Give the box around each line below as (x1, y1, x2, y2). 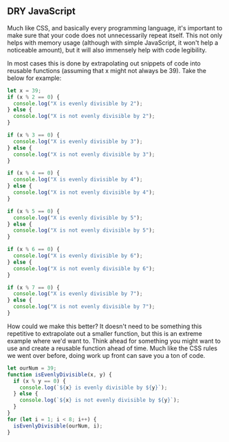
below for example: (7, 74, 62, 82)
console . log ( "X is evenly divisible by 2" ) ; (13, 100, 143, 107)
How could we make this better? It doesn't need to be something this (7, 322, 202, 330)
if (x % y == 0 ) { (13, 377, 67, 385)
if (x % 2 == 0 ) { (7, 93, 60, 101)
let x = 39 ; (7, 87, 41, 94)
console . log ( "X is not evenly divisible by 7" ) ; (13, 303, 155, 310)
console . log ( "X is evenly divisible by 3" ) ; (13, 138, 143, 145)
